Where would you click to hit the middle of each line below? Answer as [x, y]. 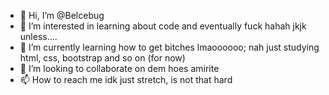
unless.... [38, 36]
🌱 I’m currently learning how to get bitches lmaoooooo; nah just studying [169, 47]
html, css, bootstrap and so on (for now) [102, 58]
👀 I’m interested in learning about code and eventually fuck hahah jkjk [163, 26]
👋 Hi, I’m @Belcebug [62, 15]
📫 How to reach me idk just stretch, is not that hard [126, 79]
